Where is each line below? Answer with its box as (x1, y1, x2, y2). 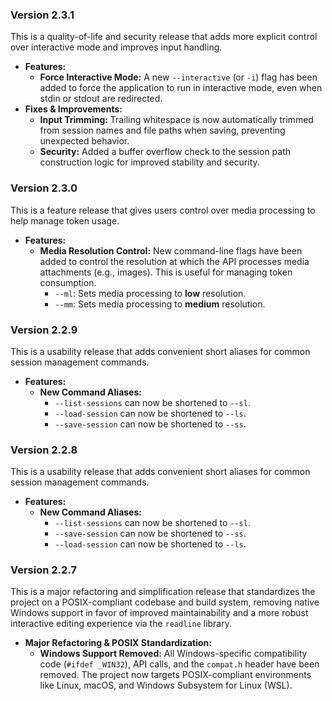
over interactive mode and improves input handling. (10, 41, 223, 53)
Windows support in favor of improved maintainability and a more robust (10, 607, 309, 619)
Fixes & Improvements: (24, 103, 123, 115)
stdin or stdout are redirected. (39, 93, 163, 105)
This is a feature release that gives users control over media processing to (10, 204, 316, 216)
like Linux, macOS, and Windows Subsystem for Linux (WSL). (39, 679, 293, 692)
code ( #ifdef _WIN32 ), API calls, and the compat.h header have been (39, 658, 320, 670)
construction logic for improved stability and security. (39, 156, 260, 168)
